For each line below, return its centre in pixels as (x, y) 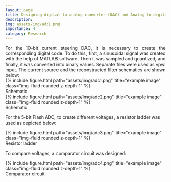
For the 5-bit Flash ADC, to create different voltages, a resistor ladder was (83, 117)
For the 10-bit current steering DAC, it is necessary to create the (85, 48)
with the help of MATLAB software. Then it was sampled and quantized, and (85, 59)
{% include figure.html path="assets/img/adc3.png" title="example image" (83, 132)
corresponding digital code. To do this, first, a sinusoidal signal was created (85, 53)
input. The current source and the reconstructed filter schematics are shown (85, 70)
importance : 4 (20, 29)
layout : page (19, 10)
